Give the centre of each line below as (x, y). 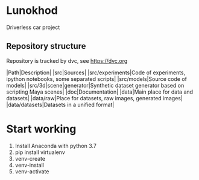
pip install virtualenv (40, 152)
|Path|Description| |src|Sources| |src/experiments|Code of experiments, (96, 72)
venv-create (30, 158)
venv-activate (32, 171)
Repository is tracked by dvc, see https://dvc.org (67, 60)
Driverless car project (33, 27)
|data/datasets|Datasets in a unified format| (60, 104)
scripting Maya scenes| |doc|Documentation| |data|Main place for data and (100, 92)
